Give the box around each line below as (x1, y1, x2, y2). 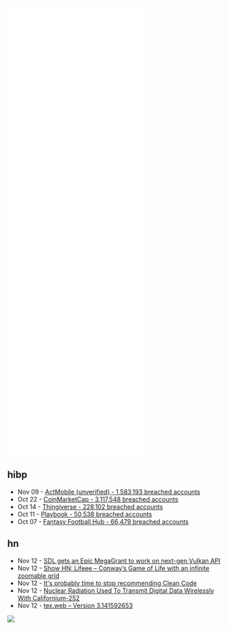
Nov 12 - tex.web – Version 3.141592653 (17, 601, 133, 610)
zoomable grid (17, 571, 60, 579)
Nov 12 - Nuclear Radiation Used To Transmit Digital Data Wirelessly (17, 586, 215, 595)
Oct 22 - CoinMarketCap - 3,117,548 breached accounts (17, 494, 179, 504)
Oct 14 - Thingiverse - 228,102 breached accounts (17, 502, 163, 511)
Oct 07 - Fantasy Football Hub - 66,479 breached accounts (17, 517, 189, 525)
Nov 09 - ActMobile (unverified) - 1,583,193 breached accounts (17, 487, 201, 496)
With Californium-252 (17, 593, 80, 602)
